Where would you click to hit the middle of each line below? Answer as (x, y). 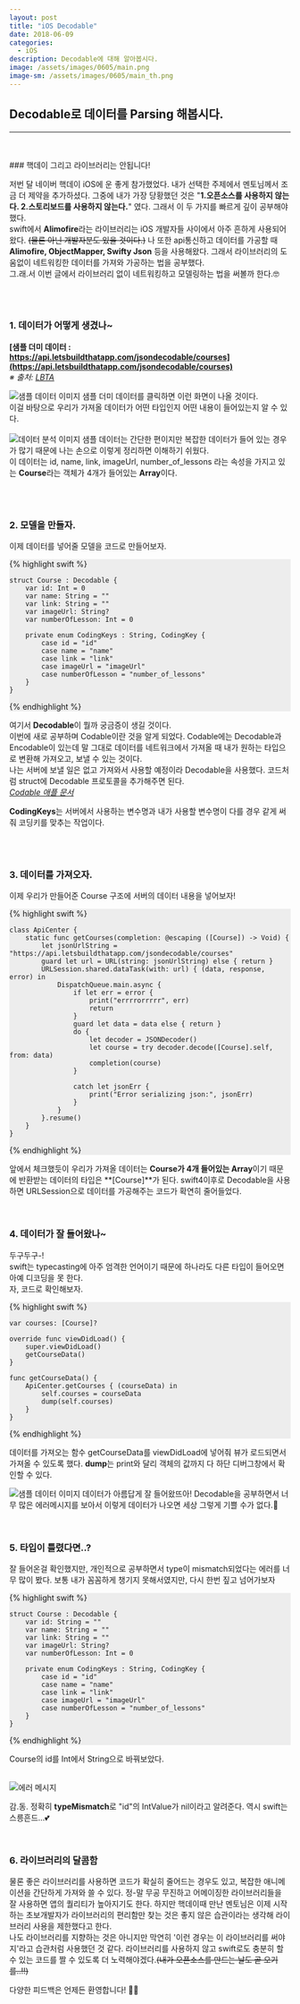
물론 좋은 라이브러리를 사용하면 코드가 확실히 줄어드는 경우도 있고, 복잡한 (135, 1881)
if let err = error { (113, 993)
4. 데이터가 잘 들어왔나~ (58, 1234)
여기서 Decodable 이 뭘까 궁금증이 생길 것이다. (91, 725)
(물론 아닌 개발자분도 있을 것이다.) (87, 240)
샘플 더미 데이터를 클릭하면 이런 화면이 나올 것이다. (170, 396)
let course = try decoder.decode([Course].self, (181, 1048)
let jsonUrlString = (79, 946)
